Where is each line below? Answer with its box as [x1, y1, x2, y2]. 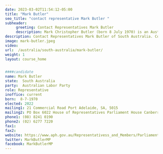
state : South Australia [5, 78, 55, 84]
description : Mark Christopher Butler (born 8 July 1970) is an [16, 30, 149, 34]
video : [5, 43, 18, 48]
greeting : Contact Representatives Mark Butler [16, 25, 114, 30]
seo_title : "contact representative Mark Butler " [5, 16, 110, 21]
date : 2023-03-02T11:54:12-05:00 [5, 7, 73, 12]
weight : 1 [5, 52, 25, 57]
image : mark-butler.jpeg [5, 39, 55, 44]
